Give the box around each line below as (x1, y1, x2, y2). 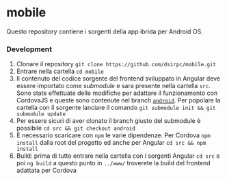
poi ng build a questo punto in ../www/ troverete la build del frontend (16, 159, 211, 167)
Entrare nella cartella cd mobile (16, 67, 104, 76)
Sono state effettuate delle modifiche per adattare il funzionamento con (16, 89, 218, 97)
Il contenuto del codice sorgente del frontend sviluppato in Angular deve (16, 74, 221, 83)
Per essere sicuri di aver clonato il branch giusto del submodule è (16, 117, 201, 125)
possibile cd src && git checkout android (16, 124, 136, 133)
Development (6, 44, 53, 54)
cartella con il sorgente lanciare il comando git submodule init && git (16, 104, 216, 112)
